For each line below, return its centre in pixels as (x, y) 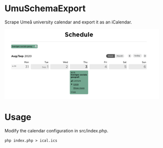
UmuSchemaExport (45, 9)
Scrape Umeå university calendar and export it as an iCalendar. (68, 22)
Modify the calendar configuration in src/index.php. (57, 131)
